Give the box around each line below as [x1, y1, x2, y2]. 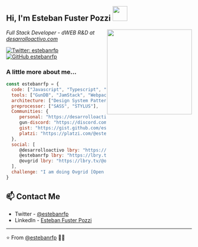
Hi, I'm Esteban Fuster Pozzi [6, 13, 111, 24]
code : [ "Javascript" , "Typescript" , [11, 86, 101, 92]
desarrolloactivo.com [6, 35, 58, 42]
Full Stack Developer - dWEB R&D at [6, 29, 95, 36]
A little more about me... [6, 67, 77, 76]
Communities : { [11, 109, 49, 115]
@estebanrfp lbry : [19, 152, 65, 158]
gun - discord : [19, 119, 51, 126]
